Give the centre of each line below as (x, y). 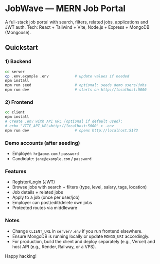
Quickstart (22, 47)
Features (16, 171)
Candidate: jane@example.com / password (52, 158)
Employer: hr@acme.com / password (45, 153)
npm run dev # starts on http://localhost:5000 (76, 90)
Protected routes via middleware (45, 208)
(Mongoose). (18, 32)
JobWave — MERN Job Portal (65, 9)
